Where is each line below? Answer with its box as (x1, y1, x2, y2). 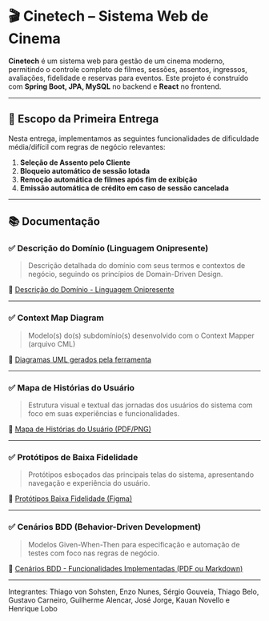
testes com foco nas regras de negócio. (27, 548, 160, 558)
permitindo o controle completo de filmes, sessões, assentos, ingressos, (8, 64, 248, 74)
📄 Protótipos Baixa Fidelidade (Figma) (8, 494, 133, 503)
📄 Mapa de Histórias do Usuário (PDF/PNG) (8, 424, 152, 434)
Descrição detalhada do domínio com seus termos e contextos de (27, 261, 246, 270)
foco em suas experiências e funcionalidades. (27, 409, 180, 419)
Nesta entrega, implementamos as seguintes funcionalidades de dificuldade (8, 134, 259, 143)
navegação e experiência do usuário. (27, 479, 151, 488)
